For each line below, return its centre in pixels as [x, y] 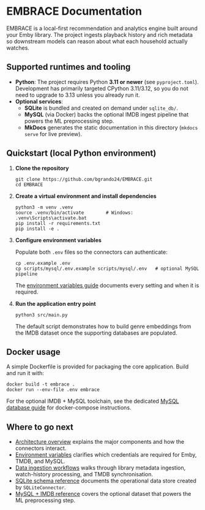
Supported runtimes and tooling [69, 67]
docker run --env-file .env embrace [53, 390]
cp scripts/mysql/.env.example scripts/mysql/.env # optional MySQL [107, 268]
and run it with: [25, 373]
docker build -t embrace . [41, 384]
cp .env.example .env [43, 263]
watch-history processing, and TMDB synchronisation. [84, 474]
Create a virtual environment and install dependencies [86, 196]
